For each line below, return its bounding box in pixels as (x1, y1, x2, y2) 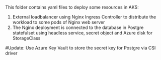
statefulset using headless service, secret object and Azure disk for (12, 30, 152, 35)
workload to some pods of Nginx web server (12, 19, 105, 25)
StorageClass (12, 35, 41, 41)
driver (5, 50, 18, 56)
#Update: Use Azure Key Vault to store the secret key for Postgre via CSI (5, 45, 156, 50)
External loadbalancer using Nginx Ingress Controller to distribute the (12, 14, 156, 19)
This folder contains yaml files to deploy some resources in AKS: (5, 4, 139, 10)
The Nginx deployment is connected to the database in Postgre (12, 24, 144, 30)
